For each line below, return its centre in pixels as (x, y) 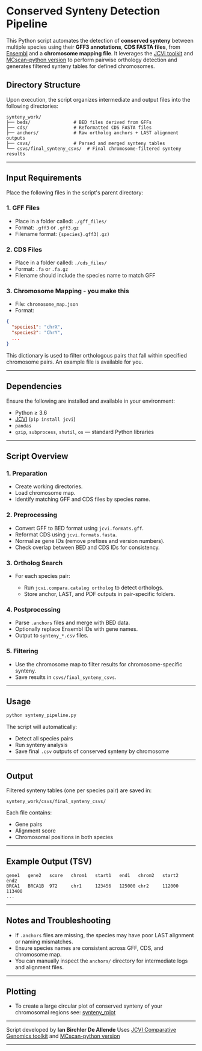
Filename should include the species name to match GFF (85, 276)
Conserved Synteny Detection (83, 11)
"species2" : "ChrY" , (37, 333)
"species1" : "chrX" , (37, 327)
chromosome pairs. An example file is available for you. (75, 362)
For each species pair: (42, 575)
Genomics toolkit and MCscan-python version (63, 1036)
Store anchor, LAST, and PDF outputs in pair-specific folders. (99, 594)
